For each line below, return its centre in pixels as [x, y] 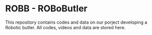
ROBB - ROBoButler [46, 9]
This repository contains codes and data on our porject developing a [76, 22]
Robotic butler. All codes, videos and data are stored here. [65, 27]
